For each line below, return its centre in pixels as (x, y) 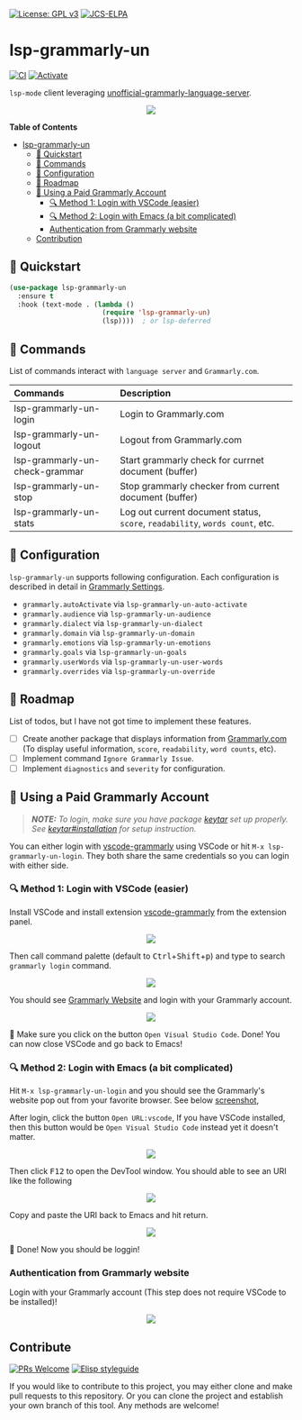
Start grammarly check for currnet (192, 460)
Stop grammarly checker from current (200, 486)
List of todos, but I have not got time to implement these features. (130, 721)
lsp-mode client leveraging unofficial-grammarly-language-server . (130, 92)
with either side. (39, 865)
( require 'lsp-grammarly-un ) (156, 313)
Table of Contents (44, 127)
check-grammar (49, 471)
